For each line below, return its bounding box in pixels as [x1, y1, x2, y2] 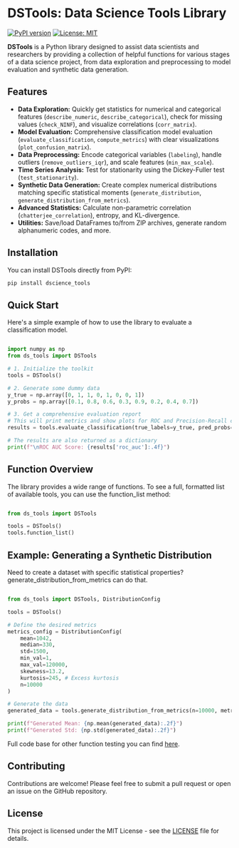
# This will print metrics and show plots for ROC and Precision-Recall [7, 417, 228, 425]
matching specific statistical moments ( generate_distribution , [17, 188, 202, 197]
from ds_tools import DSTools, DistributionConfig [7, 596, 161, 603]
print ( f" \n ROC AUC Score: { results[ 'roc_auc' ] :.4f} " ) [7, 444, 171, 451]
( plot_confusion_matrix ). [17, 143, 92, 151]
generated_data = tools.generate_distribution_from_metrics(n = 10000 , [7, 707, 218, 715]
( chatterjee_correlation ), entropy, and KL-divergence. [17, 210, 180, 219]
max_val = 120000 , [20, 661, 69, 668]
